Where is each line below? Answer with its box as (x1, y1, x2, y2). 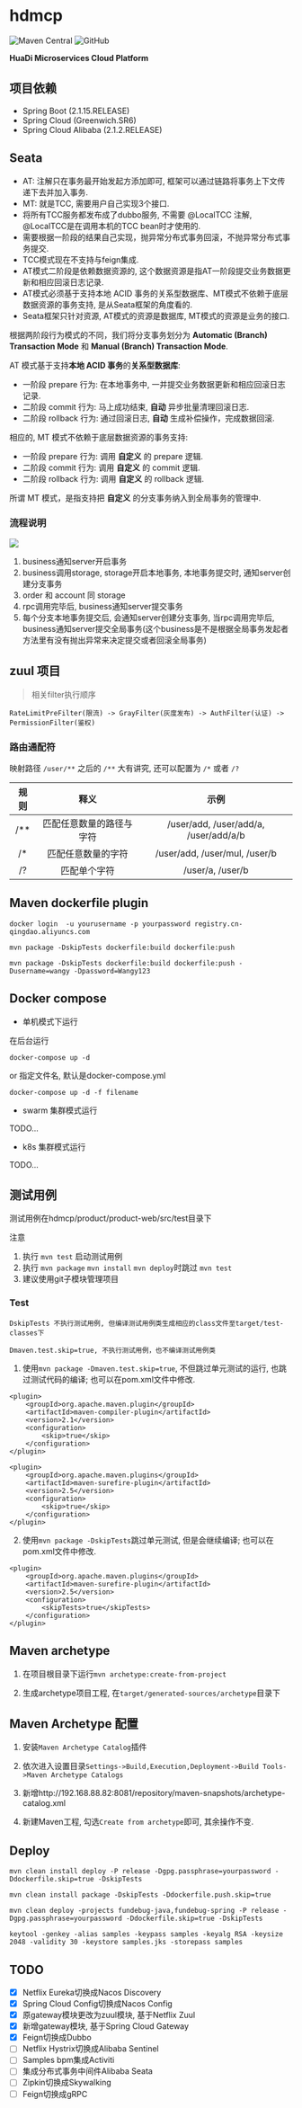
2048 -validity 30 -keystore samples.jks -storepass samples (9, 1938, 244, 1947)
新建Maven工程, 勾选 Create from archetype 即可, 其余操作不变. (22, 1817, 254, 1828)
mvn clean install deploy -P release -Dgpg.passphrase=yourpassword (9, 1867, 271, 1876)
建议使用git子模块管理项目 (22, 1274, 120, 1285)
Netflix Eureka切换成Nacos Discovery (22, 1987, 162, 1997)
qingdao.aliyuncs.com (9, 927, 91, 936)
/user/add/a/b (187, 829, 245, 841)
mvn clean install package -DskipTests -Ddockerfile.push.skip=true (9, 1890, 271, 1899)
